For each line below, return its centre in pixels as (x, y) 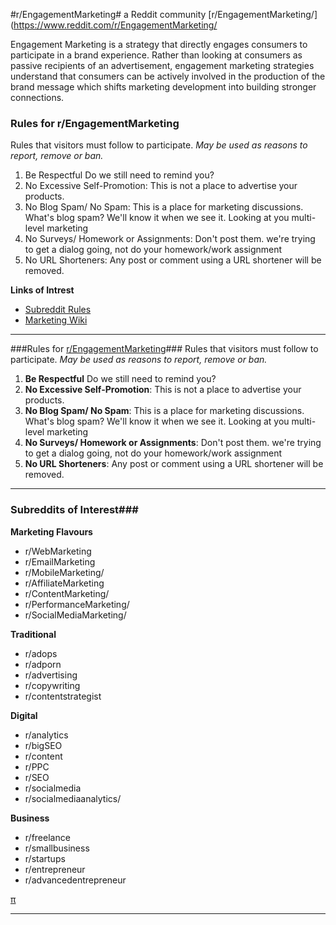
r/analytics (46, 735)
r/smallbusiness (57, 848)
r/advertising (51, 675)
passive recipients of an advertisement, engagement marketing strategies (162, 65)
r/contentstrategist (63, 696)
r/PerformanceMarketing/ (77, 604)
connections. (37, 97)
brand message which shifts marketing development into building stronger (163, 87)
